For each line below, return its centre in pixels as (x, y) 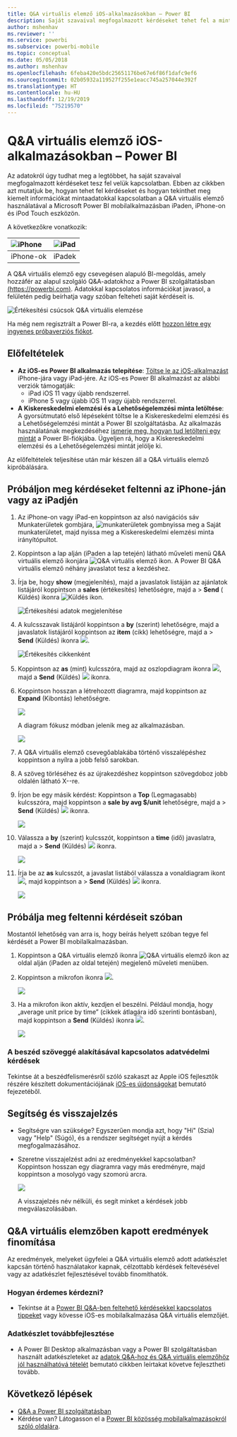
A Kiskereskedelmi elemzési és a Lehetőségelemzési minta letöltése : (121, 408)
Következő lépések (50, 1394)
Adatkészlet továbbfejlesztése (61, 1334)
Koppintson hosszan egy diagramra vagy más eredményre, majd (111, 1167)
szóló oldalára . (39, 1426)
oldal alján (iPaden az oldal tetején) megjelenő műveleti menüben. (113, 963)
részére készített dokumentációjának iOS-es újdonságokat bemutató (107, 1084)
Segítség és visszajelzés (63, 1113)
